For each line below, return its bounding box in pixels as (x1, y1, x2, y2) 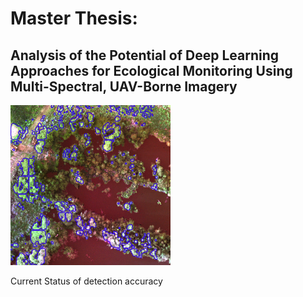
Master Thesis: (10, 7, 138, 30)
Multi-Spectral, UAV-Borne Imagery (10, 78, 238, 95)
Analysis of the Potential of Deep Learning (10, 47, 280, 64)
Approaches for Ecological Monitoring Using (10, 62, 293, 79)
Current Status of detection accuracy (10, 275, 163, 287)
